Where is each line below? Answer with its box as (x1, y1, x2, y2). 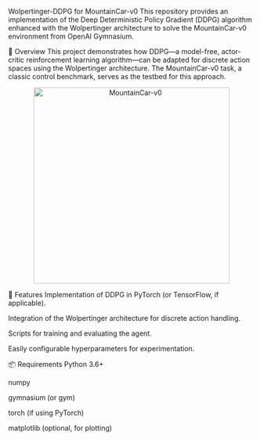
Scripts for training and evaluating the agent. (8, 329, 152, 338)
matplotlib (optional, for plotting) (8, 424, 112, 432)
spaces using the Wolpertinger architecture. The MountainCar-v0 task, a (8, 64, 243, 73)
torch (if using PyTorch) (8, 408, 85, 417)
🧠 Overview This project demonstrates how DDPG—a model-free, (8, 47, 220, 56)
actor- (221, 47, 241, 56)
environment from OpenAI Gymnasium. (8, 31, 135, 41)
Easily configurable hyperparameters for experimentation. (8, 344, 195, 353)
